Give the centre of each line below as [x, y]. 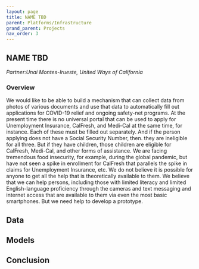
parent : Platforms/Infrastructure [49, 23]
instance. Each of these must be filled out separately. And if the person [93, 132]
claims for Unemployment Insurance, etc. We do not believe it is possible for [100, 170]
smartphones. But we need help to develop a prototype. [74, 201]
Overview [21, 87]
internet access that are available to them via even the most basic [87, 195]
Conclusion [28, 260]
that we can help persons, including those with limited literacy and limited [96, 182]
